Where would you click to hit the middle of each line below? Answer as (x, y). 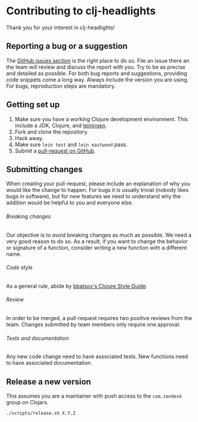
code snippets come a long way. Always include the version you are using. (98, 79)
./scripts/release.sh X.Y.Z (41, 413)
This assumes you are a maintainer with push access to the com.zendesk (94, 396)
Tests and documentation (38, 338)
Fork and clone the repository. (52, 132)
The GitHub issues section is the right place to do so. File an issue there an (98, 60)
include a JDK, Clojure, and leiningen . (61, 125)
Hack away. (29, 138)
